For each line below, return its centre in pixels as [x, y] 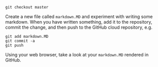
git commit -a [20, 41]
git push [14, 45]
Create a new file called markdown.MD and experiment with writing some [79, 17]
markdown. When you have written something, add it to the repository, [79, 22]
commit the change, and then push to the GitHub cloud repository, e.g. [79, 27]
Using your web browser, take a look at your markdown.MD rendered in [77, 55]
